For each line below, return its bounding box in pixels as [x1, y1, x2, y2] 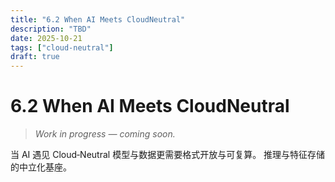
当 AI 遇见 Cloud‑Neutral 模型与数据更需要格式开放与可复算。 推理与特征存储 [10, 149, 326, 161]
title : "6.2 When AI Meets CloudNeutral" [10, 14, 186, 25]
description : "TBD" [10, 24, 92, 34]
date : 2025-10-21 [10, 33, 83, 43]
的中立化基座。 [10, 161, 72, 173]
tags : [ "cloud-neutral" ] [10, 42, 114, 53]
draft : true [10, 52, 60, 62]
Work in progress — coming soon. [34, 128, 176, 140]
